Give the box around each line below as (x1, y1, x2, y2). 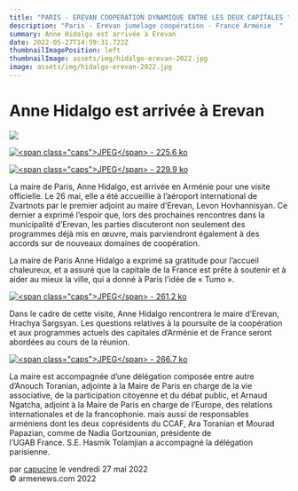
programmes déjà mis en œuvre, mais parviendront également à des (9, 228, 260, 239)
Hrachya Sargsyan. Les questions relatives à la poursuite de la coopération (9, 317, 283, 329)
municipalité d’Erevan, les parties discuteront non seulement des (9, 218, 246, 229)
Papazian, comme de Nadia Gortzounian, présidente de (9, 427, 212, 438)
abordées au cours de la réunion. (9, 337, 130, 347)
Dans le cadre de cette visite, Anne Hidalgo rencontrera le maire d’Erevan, (9, 308, 279, 319)
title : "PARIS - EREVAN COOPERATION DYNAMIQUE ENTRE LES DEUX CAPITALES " (9, 12, 292, 22)
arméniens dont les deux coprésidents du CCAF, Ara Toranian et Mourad (9, 418, 275, 429)
